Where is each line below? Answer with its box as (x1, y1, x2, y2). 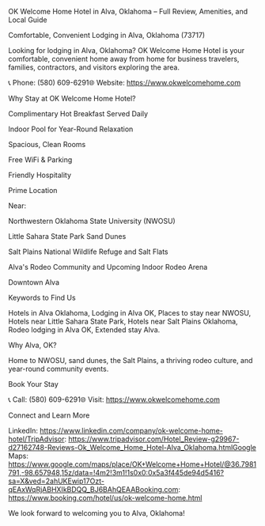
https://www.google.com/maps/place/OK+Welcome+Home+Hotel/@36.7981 (8, 460, 257, 469)
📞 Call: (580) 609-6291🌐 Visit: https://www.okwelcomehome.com (8, 395, 220, 404)
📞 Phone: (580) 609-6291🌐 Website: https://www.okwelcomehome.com (8, 78, 241, 87)
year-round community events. (8, 364, 109, 373)
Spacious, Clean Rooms (8, 140, 86, 149)
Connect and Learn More (8, 411, 90, 420)
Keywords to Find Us (8, 293, 77, 302)
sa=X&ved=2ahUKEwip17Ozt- (8, 476, 105, 486)
